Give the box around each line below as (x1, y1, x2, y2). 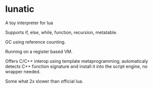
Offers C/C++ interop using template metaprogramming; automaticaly (5, 58, 149, 64)
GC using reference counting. (5, 39, 66, 45)
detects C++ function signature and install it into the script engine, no (5, 63, 148, 69)
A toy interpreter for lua (5, 20, 53, 26)
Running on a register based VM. (5, 48, 73, 54)
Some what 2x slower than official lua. (5, 78, 84, 84)
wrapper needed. (5, 68, 41, 75)
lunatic (5, 3, 35, 15)
